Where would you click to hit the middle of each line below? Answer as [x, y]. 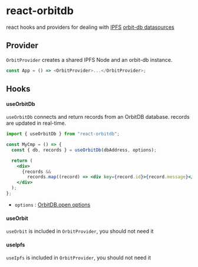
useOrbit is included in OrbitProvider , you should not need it [80, 231]
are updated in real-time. [36, 123]
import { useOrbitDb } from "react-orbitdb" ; [63, 134]
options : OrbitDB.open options [52, 205]
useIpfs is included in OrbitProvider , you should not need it [79, 258]
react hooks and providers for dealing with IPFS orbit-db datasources [90, 27]
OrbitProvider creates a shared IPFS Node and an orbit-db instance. [89, 59]
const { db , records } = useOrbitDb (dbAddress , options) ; [84, 150]
